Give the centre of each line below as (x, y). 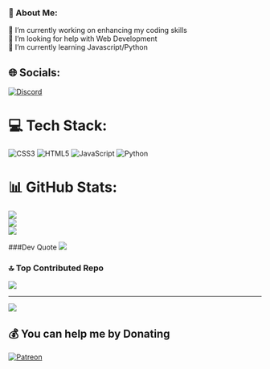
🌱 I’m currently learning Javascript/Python (78, 47)
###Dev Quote (33, 247)
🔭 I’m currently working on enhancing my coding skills (98, 30)
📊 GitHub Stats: (63, 187)
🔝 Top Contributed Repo (56, 268)
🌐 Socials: (35, 73)
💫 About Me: (33, 13)
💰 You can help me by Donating (89, 333)
